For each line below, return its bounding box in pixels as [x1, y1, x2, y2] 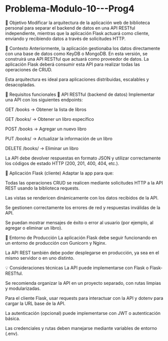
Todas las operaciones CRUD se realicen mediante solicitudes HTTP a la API [5, 180, 163, 186]
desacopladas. [5, 81, 36, 88]
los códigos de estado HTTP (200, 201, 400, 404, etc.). [5, 160, 119, 166]
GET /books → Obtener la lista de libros [5, 106, 87, 112]
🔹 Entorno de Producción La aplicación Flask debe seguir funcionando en [5, 234, 157, 241]
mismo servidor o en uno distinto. [5, 255, 75, 261]
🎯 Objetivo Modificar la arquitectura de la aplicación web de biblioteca [5, 20, 150, 26]
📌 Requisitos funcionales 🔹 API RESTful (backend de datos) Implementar [5, 91, 155, 97]
